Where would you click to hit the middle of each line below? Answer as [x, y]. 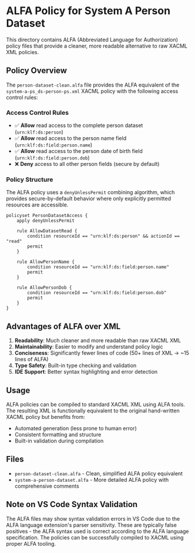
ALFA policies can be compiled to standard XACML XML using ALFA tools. [95, 404]
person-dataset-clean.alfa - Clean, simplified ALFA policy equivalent [99, 473]
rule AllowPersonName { [46, 262]
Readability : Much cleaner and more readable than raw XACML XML [97, 341]
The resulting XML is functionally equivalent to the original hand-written [93, 411]
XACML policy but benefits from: [46, 417]
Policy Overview [37, 71]
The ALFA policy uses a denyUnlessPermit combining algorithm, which [90, 192]
